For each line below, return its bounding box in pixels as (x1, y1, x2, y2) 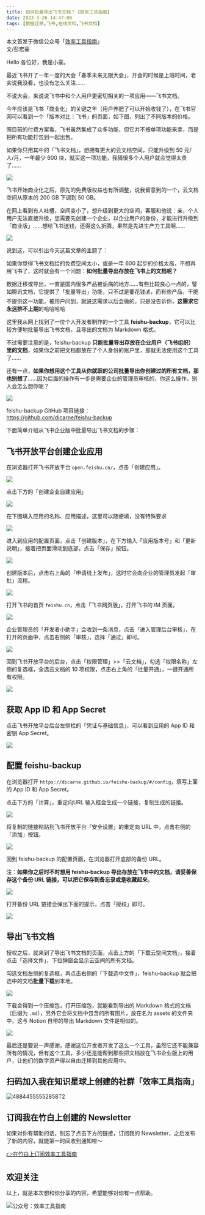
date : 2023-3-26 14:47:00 (6, 15, 72, 21)
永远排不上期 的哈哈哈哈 (6, 305, 65, 313)
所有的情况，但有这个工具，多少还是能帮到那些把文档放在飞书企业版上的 (6, 1049, 188, 1056)
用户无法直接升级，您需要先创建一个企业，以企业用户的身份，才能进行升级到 (6, 215, 199, 222)
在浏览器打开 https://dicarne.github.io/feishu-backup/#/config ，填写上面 (6, 778, 198, 785)
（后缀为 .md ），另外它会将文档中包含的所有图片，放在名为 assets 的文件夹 (6, 1009, 193, 1017)
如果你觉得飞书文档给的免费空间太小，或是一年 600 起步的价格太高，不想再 (6, 260, 196, 267)
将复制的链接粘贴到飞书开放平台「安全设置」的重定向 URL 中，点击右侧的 (6, 823, 191, 830)
